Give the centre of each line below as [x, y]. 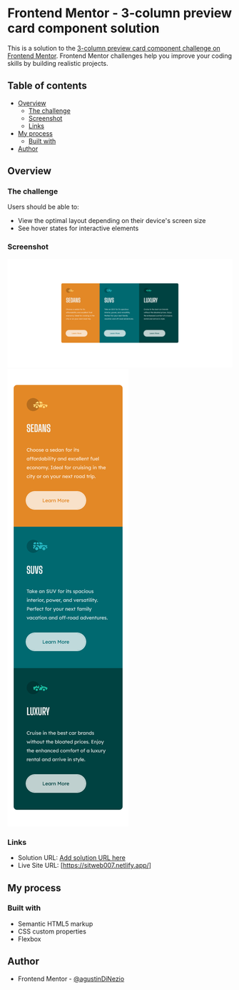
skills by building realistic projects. [58, 63]
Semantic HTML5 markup [55, 924]
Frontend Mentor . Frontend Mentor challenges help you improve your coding [120, 56]
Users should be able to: [44, 207]
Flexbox [29, 939]
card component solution [83, 28]
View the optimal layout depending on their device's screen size [112, 221]
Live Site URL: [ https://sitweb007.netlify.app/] [85, 866]
